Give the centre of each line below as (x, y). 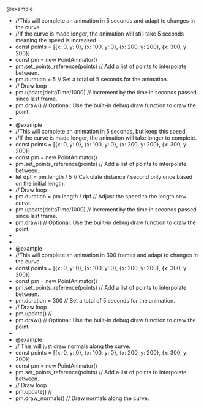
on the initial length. (40, 183)
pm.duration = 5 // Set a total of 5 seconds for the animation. (92, 79)
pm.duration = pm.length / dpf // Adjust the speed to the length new (101, 196)
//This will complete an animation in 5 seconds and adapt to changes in (105, 21)
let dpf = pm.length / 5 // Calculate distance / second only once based (104, 177)
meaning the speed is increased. (56, 40)
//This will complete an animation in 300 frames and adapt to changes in (106, 255)
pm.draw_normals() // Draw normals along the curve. (82, 398)
